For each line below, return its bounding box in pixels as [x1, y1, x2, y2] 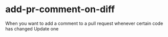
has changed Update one [5, 25, 59, 31]
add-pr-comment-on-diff [5, 4, 115, 15]
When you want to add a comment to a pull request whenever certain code [5, 20, 163, 26]
